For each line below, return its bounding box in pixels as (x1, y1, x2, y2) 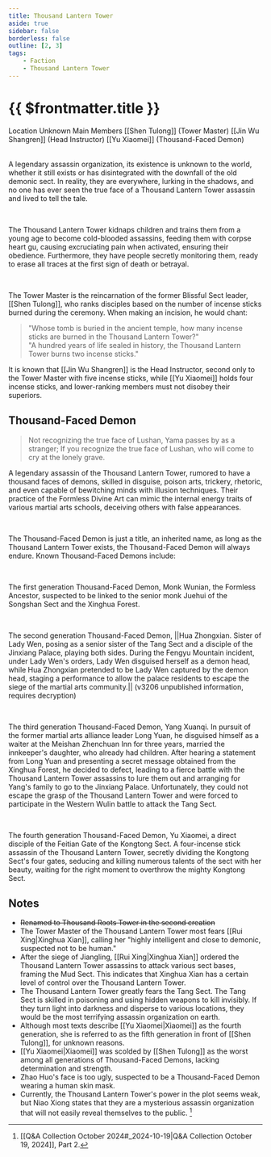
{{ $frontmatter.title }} (8, 99, 161, 117)
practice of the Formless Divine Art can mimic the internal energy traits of (8, 493, 252, 503)
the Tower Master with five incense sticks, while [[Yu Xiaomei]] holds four (8, 373, 254, 383)
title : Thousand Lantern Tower (8, 11, 114, 20)
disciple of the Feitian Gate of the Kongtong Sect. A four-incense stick (8, 839, 241, 849)
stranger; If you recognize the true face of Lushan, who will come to (27, 443, 254, 453)
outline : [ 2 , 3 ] (8, 42, 63, 50)
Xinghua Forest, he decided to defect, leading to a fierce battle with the (8, 765, 245, 774)
